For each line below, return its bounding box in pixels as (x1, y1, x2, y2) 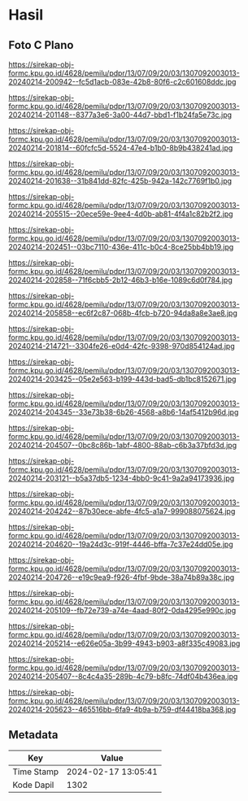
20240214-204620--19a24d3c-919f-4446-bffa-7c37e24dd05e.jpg (8, 539, 233, 549)
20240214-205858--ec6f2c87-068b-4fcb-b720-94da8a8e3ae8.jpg (8, 308, 237, 318)
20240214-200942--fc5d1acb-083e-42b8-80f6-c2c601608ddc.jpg (8, 77, 237, 86)
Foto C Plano (8, 38, 74, 52)
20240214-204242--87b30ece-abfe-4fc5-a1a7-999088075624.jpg (8, 507, 236, 516)
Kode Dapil (12, 779, 54, 790)
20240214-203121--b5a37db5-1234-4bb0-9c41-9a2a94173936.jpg (8, 473, 235, 483)
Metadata (8, 728, 59, 742)
